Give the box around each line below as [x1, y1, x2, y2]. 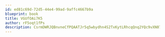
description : [5, 25, 32, 30]
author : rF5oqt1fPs [5, 20, 45, 25]
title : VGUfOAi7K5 [5, 16, 43, 21]
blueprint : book [5, 12, 38, 16]
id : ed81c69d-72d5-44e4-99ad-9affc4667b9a [5, 7, 93, 12]
